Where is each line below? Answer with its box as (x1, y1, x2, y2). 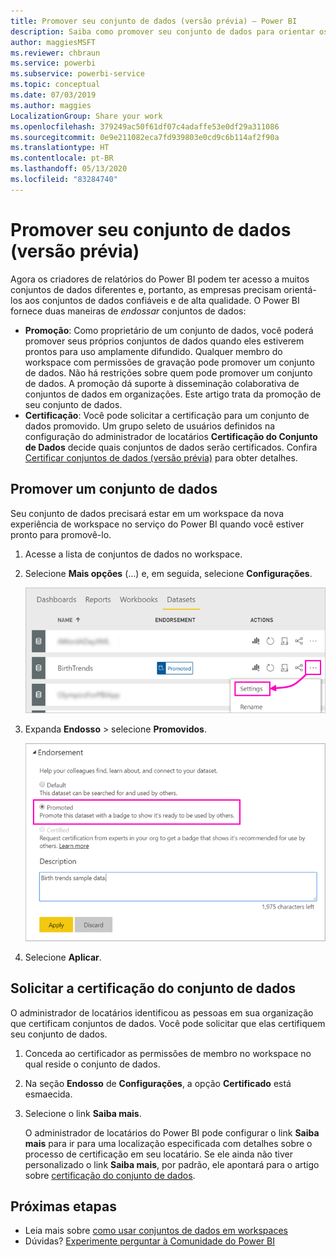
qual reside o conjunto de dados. (24, 1058, 161, 1070)
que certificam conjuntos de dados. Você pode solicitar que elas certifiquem (10, 1017, 326, 1029)
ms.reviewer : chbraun (10, 48, 101, 58)
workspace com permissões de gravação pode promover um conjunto (24, 356, 315, 368)
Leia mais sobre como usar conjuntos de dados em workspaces (24, 1225, 288, 1237)
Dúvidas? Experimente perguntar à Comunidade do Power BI (24, 1235, 275, 1247)
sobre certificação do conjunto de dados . (24, 1169, 196, 1181)
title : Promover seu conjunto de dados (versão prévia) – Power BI (10, 16, 298, 26)
